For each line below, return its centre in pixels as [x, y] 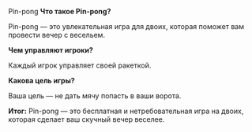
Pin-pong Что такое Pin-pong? [60, 11]
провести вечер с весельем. [56, 35]
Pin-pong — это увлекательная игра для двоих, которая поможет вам [126, 26]
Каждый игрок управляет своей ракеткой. [80, 65]
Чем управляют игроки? [51, 50]
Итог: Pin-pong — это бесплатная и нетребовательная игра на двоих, [126, 111]
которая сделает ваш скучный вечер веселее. [87, 119]
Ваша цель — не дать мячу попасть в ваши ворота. [95, 96]
